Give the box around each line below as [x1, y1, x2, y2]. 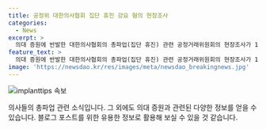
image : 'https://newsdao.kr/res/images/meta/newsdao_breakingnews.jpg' [8, 63, 249, 71]
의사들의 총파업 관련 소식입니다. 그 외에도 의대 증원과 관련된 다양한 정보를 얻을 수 [8, 102, 257, 112]
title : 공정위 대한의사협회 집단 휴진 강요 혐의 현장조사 [8, 11, 169, 20]
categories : [8, 19, 47, 27]
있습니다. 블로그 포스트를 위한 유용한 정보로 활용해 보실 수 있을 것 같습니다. [8, 112, 238, 122]
